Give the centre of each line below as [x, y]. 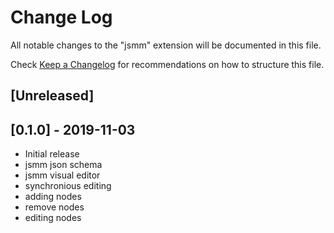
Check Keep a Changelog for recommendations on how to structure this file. [167, 64]
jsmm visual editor [62, 175]
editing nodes [53, 218]
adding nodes [53, 197]
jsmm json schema [63, 165]
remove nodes [54, 207]
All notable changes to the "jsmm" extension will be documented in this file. [166, 45]
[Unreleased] [52, 96]
